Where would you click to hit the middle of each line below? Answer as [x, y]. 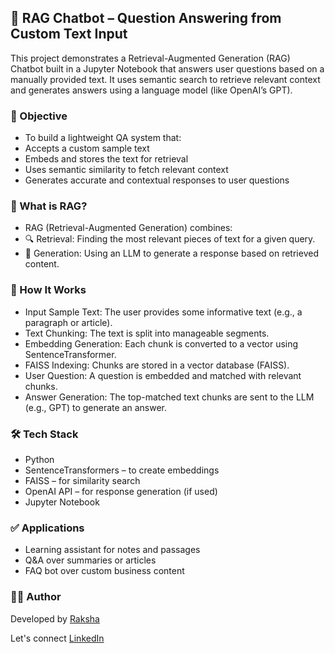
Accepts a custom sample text [87, 148]
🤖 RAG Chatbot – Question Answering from [146, 18]
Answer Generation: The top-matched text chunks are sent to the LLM [169, 397]
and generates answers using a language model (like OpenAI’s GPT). [151, 90]
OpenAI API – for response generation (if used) [121, 491]
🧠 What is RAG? [49, 206]
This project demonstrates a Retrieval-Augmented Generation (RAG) [150, 58]
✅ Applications [47, 528]
